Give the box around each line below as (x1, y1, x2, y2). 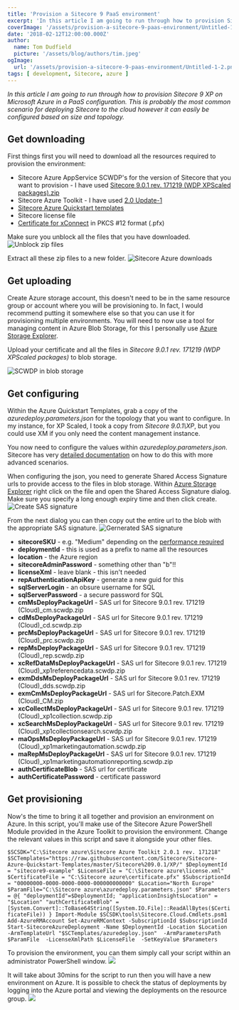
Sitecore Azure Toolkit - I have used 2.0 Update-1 (17, 196, 163, 205)
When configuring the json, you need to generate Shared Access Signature (7, 471, 228, 480)
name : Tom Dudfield (14, 44, 72, 51)
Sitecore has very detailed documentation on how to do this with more (7, 450, 213, 459)
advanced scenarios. (7, 458, 69, 466)
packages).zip (17, 188, 60, 197)
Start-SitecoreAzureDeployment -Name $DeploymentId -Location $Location (7, 923, 228, 931)
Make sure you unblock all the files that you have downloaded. (7, 233, 191, 241)
